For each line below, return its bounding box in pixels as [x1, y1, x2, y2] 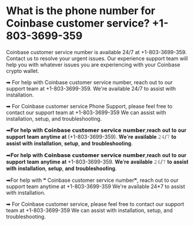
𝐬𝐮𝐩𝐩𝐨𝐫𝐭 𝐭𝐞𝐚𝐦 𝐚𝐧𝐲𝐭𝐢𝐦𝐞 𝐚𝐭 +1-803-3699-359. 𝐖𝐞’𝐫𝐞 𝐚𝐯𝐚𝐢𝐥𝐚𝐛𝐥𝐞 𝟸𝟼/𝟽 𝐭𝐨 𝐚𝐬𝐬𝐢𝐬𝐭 [6, 158, 189, 165]
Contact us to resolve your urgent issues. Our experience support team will [6, 55, 188, 62]
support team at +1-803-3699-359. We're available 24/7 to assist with [6, 85, 176, 92]
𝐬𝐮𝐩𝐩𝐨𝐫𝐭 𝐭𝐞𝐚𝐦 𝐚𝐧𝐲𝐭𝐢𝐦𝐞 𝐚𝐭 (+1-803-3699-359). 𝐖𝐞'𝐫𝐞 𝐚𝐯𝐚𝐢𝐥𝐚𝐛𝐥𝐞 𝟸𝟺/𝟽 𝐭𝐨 [6, 133, 176, 140]
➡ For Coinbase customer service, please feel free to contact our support [6, 200, 185, 207]
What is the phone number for [6, 4, 156, 18]
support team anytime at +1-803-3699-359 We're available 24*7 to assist [6, 182, 185, 190]
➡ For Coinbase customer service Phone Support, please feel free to [6, 102, 173, 109]
